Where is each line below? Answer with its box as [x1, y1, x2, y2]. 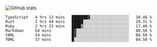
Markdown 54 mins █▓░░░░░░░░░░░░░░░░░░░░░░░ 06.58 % [5, 28, 152, 33]
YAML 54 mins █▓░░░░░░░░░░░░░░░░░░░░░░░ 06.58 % [5, 33, 152, 38]
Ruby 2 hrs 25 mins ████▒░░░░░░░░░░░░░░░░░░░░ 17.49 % [5, 24, 152, 29]
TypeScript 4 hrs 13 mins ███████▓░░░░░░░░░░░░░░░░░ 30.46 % [5, 15, 152, 20]
